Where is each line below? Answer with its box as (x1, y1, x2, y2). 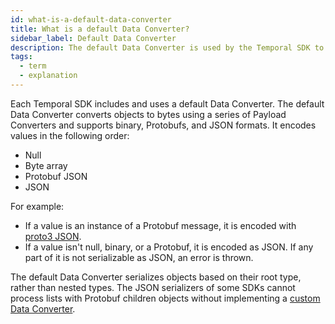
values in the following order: (10, 129, 130, 141)
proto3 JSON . (24, 230, 82, 242)
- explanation (19, 71, 78, 81)
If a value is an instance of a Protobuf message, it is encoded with (24, 219, 297, 231)
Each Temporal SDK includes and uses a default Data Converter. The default (10, 97, 325, 110)
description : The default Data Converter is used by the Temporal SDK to (10, 42, 325, 53)
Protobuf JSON (24, 170, 88, 182)
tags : (10, 52, 33, 62)
